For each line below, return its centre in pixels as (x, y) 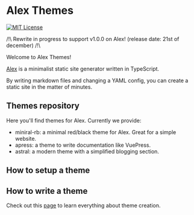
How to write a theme (47, 191)
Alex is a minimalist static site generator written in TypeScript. (83, 69)
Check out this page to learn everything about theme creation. (83, 205)
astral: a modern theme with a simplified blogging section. (87, 151)
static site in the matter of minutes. (49, 87)
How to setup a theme (48, 171)
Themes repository (43, 106)
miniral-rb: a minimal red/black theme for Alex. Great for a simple (95, 132)
